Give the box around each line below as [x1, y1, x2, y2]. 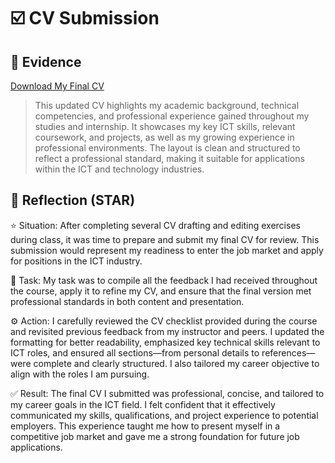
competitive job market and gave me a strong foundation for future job [10, 430, 300, 442]
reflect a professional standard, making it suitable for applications [34, 153, 305, 164]
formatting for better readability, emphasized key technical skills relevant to [10, 336, 321, 348]
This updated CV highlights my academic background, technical [34, 100, 300, 111]
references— [261, 346, 316, 359]
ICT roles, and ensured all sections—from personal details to [10, 346, 260, 359]
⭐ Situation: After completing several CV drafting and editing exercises [10, 219, 301, 231]
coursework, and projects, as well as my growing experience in [34, 131, 295, 143]
